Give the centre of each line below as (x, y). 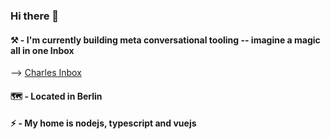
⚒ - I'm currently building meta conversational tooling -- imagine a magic (165, 40)
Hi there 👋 (35, 16)
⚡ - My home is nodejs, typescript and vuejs (103, 123)
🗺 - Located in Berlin (56, 96)
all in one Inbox (42, 50)
